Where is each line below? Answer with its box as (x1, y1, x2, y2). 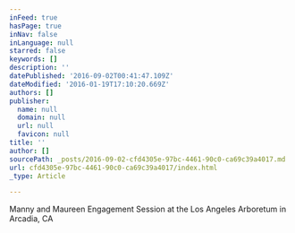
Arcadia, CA (9, 213, 54, 224)
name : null (17, 105, 58, 114)
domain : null (17, 113, 66, 122)
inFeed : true (9, 13, 58, 22)
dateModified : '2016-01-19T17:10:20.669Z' (9, 80, 170, 89)
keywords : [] (9, 55, 58, 64)
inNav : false (9, 30, 58, 39)
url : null (17, 122, 54, 131)
